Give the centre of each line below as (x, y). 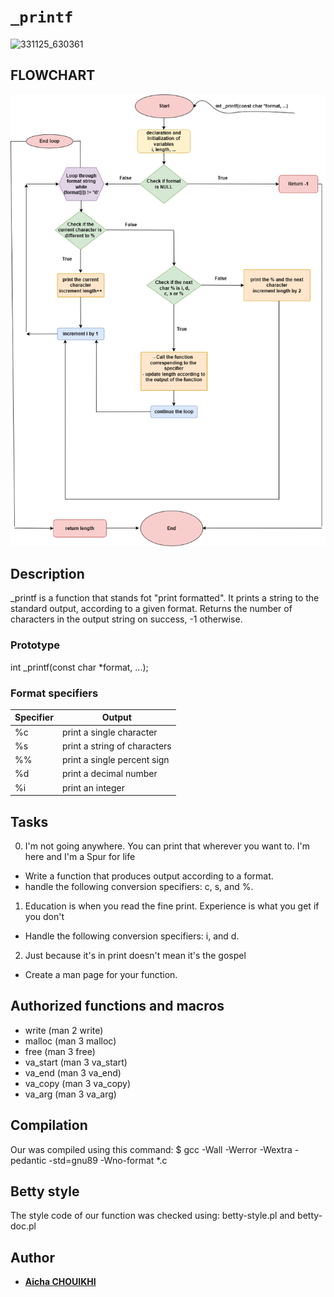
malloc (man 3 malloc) (70, 1041)
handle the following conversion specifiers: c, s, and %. (139, 887)
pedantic (28, 1160)
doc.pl (23, 1226)
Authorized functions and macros (117, 1006)
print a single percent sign (115, 760)
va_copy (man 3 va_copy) (78, 1083)
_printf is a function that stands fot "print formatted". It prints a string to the (165, 598)
